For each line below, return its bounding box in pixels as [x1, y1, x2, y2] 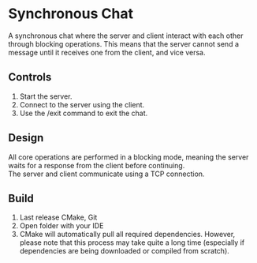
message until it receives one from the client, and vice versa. [8, 47, 206, 57]
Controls [8, 70, 52, 84]
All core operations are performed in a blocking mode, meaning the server [8, 152, 249, 162]
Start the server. [19, 92, 73, 101]
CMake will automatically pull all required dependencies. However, [19, 230, 236, 239]
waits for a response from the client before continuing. [8, 160, 185, 170]
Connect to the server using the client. [19, 100, 145, 109]
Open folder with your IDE [19, 221, 104, 231]
